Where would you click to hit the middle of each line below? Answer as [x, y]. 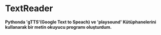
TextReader [29, 9]
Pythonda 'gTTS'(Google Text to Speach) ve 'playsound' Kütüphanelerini [80, 22]
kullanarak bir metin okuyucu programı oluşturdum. [59, 27]
